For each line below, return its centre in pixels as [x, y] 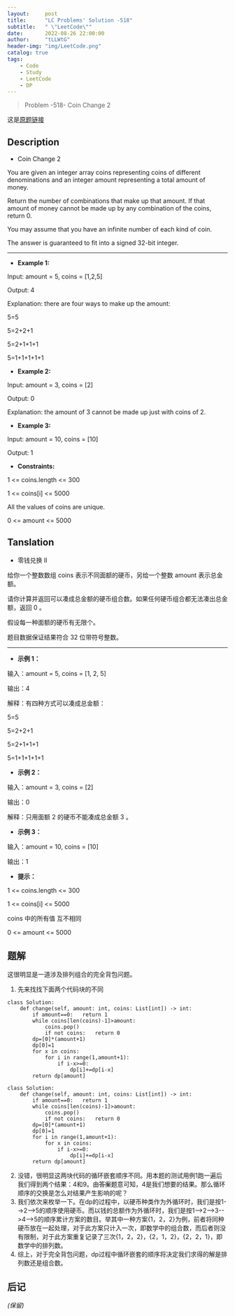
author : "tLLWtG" [39, 40]
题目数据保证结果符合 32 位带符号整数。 [65, 637]
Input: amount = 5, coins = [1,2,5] [55, 276]
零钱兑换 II [32, 560]
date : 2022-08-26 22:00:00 [56, 33]
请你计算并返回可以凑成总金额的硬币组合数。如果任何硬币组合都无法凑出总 [114, 598]
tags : [15, 59]
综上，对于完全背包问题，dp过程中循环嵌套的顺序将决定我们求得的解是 [119, 1254]
